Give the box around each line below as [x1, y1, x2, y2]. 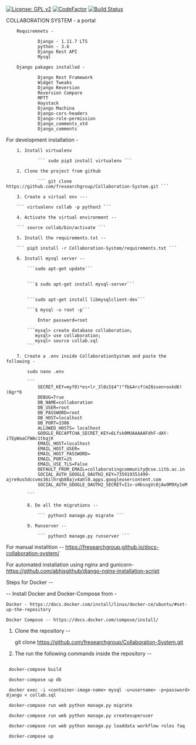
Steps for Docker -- [6, 579, 53, 586]
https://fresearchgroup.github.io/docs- [65, 543, 160, 551]
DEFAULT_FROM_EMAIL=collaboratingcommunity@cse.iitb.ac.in [37, 467, 185, 472]
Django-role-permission [37, 116, 96, 122]
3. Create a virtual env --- [16, 194, 88, 200]
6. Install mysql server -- [16, 256, 85, 261]
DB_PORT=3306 [37, 420, 69, 426]
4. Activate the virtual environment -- [16, 214, 117, 220]
